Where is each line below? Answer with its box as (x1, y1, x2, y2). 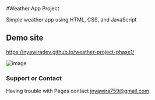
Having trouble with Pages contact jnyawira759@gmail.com (6, 87, 150, 95)
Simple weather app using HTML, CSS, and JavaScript (6, 16, 137, 23)
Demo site (6, 33, 44, 43)
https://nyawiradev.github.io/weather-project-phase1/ (6, 48, 135, 55)
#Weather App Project (6, 5, 59, 12)
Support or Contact (6, 74, 62, 82)
